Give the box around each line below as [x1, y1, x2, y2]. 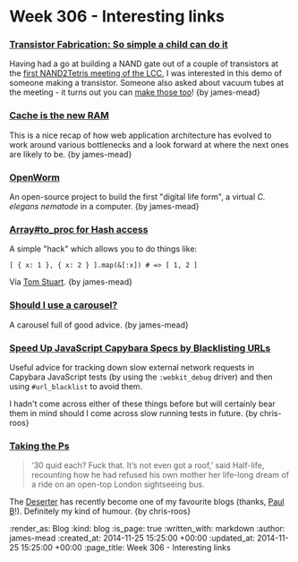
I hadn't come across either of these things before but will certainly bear [9, 398, 276, 409]
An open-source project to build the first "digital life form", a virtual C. [9, 192, 266, 202]
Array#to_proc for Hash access [9, 224, 149, 235]
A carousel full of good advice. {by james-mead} [9, 319, 190, 330]
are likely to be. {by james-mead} [9, 149, 132, 159]
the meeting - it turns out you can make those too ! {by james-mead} [9, 87, 261, 98]
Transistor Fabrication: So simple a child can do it [9, 38, 228, 51]
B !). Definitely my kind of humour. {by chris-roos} [9, 506, 191, 516]
